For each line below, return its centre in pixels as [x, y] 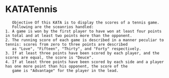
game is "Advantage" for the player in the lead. [65, 70]
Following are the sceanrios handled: [53, 27]
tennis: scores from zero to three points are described [67, 44]
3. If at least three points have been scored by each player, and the [82, 53]
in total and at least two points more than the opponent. [69, 35]
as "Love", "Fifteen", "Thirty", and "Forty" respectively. [77, 48]
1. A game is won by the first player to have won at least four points [83, 31]
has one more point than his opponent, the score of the [67, 66]
